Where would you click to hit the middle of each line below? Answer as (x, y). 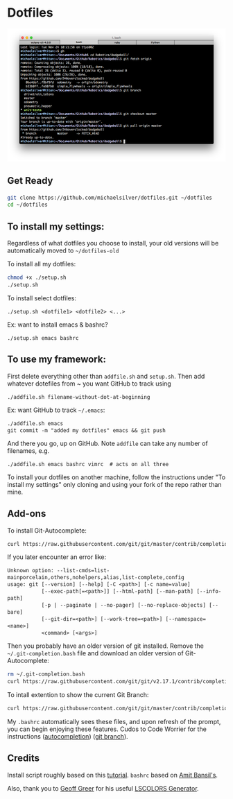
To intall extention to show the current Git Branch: (78, 695)
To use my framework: (57, 360)
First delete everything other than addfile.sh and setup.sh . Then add (106, 376)
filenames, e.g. (28, 450)
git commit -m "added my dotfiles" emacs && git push (87, 430)
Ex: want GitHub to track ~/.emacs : (56, 410)
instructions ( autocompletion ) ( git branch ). (68, 736)
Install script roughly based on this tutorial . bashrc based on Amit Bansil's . (113, 775)
